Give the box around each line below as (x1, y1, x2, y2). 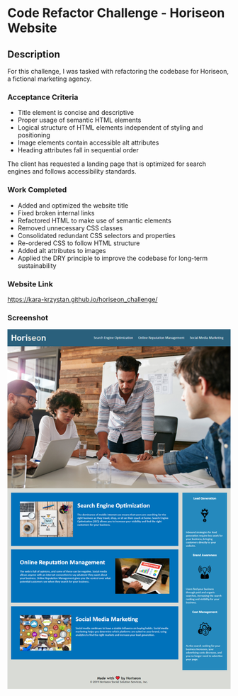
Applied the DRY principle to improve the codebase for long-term (17, 254, 208, 262)
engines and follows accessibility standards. (7, 167, 137, 176)
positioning (17, 131, 51, 140)
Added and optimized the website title (17, 201, 129, 210)
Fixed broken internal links (17, 208, 95, 217)
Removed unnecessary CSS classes (17, 223, 123, 232)
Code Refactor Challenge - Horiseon (7, 5, 225, 21)
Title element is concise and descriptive (17, 108, 135, 117)
